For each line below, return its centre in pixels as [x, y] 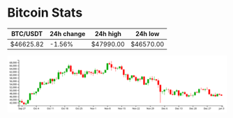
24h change [68, 34]
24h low [147, 34]
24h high [108, 34]
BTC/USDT [27, 34]
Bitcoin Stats [45, 13]
